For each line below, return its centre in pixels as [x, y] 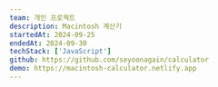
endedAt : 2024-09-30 [49, 43]
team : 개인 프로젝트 [42, 18]
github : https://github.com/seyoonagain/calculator [109, 60]
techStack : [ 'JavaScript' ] [60, 52]
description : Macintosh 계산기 [66, 26]
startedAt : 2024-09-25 [52, 34]
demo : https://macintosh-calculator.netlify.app [103, 69]
